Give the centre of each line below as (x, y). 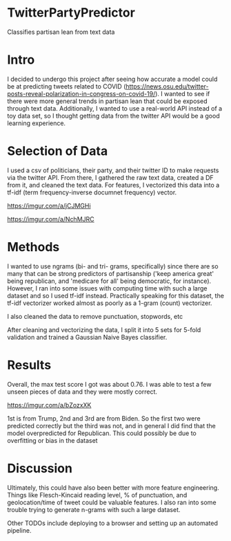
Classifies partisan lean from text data (61, 32)
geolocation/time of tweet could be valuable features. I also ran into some (112, 502)
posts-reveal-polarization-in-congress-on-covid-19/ (81, 93)
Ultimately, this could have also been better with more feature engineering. (113, 487)
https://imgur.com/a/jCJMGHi (49, 205)
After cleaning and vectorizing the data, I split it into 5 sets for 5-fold (104, 329)
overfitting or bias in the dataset (52, 440)
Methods (33, 247)
